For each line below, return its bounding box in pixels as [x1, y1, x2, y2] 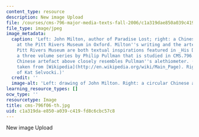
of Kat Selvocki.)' [17, 69, 65, 75]
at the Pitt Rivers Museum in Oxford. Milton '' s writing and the [17, 42, 182, 48]
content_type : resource [6, 8, 65, 15]
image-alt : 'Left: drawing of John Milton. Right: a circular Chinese [11, 81, 190, 87]
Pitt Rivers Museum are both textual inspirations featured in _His [17, 47, 190, 53]
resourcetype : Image [6, 97, 57, 103]
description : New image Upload [6, 14, 84, 20]
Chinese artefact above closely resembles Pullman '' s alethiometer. [17, 58, 190, 64]
